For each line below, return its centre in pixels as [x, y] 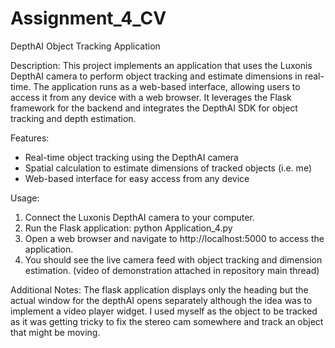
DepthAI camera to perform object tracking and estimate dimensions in [156, 76]
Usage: [25, 198]
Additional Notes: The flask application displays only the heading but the [159, 289]
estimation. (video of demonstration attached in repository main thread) [172, 270]
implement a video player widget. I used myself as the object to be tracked [164, 311]
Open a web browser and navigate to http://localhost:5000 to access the [174, 238]
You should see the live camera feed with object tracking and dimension [173, 259]
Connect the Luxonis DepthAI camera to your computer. [139, 217]
